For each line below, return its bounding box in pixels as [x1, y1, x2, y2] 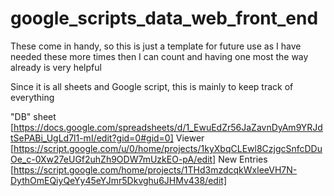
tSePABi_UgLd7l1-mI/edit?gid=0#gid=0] [10, 132, 174, 144]
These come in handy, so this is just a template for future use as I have [10, 40, 302, 52]
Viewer [175, 132, 205, 144]
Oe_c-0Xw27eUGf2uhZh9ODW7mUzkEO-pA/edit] [10, 153, 217, 165]
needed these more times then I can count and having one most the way [10, 50, 309, 62]
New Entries [218, 153, 268, 165]
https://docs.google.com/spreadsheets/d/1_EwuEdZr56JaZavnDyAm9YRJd [13, 121, 323, 133]
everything [10, 91, 55, 103]
